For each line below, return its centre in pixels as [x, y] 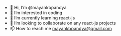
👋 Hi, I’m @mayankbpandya [38, 8]
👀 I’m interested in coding [36, 13]
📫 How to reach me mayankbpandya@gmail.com [61, 28]
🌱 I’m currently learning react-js [42, 18]
